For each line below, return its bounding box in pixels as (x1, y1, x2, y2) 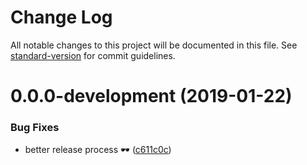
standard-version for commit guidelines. (10, 49, 176, 61)
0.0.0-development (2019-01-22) (10, 85, 293, 108)
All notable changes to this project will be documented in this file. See (10, 39, 298, 51)
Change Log (10, 6, 113, 29)
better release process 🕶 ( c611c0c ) (24, 144, 172, 156)
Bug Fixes (10, 121, 60, 135)
